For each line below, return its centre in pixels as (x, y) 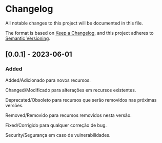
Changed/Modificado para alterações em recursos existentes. (71, 90)
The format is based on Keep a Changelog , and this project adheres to (79, 33)
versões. (15, 105)
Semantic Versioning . (28, 38)
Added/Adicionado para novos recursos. (48, 80)
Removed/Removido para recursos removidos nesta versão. (68, 115)
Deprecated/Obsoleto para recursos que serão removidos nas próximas (81, 100)
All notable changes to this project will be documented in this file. (74, 23)
